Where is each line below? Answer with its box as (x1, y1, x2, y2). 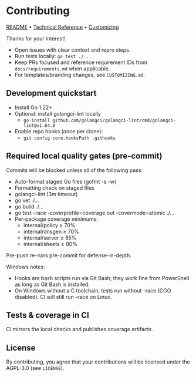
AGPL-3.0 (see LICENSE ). (6, 365, 65, 372)
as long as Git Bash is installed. (14, 281, 90, 288)
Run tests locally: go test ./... (14, 52, 92, 59)
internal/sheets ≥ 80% (23, 240, 78, 247)
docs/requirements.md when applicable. (14, 65, 110, 72)
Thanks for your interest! (6, 35, 66, 42)
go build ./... (14, 203, 44, 210)
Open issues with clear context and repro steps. (14, 46, 131, 53)
